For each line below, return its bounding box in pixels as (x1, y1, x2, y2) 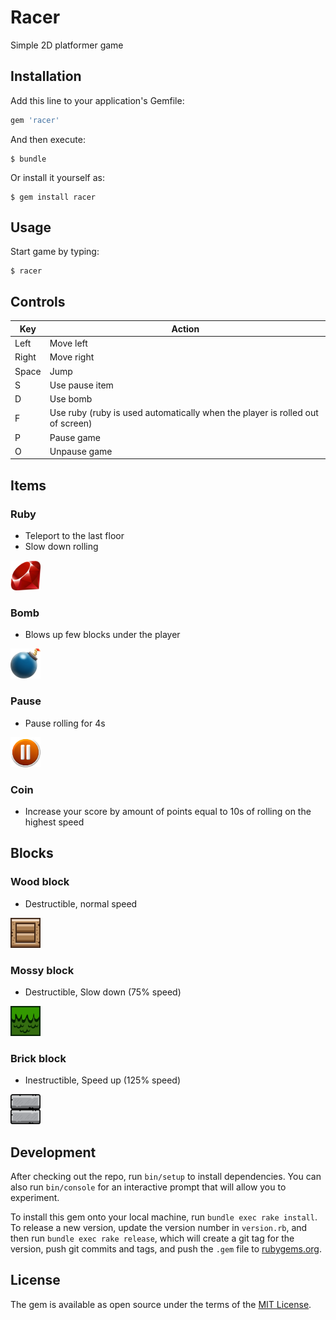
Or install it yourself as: (10, 171, 105, 183)
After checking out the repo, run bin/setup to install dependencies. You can (10, 1171, 322, 1183)
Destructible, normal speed (24, 897, 138, 910)
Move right (49, 351, 95, 363)
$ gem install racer (10, 192, 97, 202)
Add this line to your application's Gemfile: (10, 94, 185, 106)
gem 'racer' (10, 115, 60, 125)
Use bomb (49, 393, 93, 405)
